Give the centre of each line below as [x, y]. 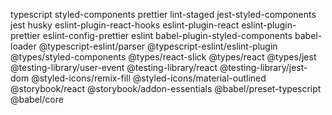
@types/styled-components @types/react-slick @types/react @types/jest [163, 57]
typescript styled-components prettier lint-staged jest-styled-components [163, 14]
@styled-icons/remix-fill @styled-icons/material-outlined [149, 78]
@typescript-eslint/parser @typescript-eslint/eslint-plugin [158, 46]
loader [23, 46]
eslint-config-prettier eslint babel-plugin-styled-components [167, 35]
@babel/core [37, 99]
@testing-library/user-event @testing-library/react [114, 67]
